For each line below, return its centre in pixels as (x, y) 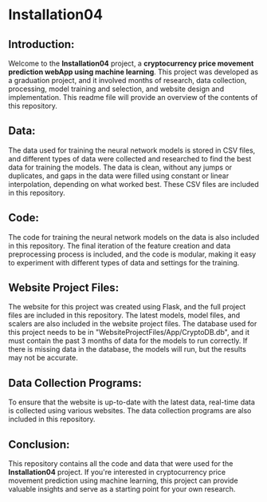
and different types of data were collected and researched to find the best (130, 158)
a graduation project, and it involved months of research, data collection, (128, 80)
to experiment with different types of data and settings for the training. (124, 262)
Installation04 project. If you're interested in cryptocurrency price (117, 472)
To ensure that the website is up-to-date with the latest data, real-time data (132, 402)
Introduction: (41, 44)
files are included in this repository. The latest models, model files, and (124, 315)
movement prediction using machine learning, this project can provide (123, 480)
